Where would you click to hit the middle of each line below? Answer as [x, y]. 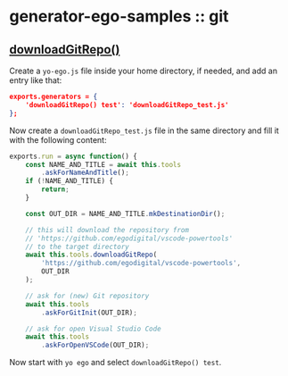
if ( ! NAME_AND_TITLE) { [70, 181]
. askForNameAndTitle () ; [85, 173]
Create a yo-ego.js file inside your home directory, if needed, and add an [144, 71]
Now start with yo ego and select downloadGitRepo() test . [115, 363]
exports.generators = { [53, 96]
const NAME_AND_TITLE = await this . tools [103, 164]
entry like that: [36, 80]
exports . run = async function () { [74, 156]
